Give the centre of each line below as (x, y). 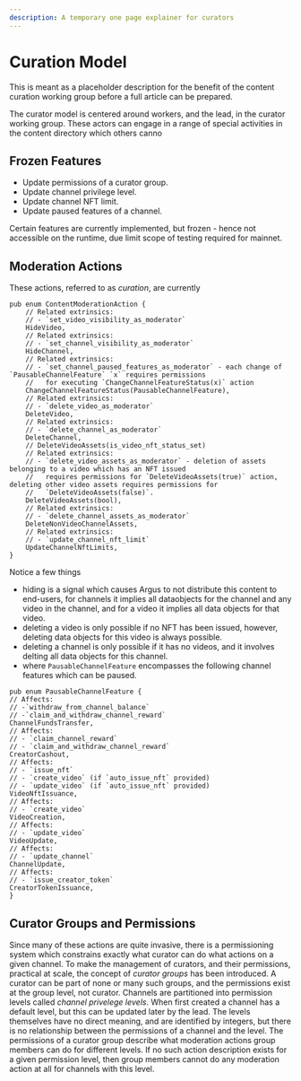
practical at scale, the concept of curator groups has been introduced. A (143, 973)
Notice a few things (45, 572)
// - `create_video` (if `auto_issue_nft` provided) (110, 778)
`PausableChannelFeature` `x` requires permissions (107, 375)
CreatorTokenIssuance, (52, 888)
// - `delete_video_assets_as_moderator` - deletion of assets (146, 462)
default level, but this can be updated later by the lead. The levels (130, 1011)
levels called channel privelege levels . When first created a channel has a (145, 1002)
